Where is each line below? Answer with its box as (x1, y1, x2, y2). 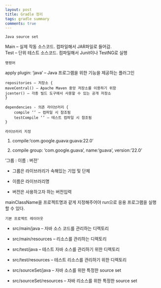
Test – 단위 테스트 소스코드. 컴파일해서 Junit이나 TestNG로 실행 (5, 50, 128, 56)
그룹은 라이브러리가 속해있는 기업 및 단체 (12, 168, 90, 174)
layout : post (5, 7, 32, 12)
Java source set (5, 34, 38, 39)
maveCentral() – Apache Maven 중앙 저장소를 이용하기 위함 (5, 86, 117, 91)
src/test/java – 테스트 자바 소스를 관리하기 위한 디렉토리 (12, 247, 120, 253)
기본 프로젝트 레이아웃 (5, 216, 43, 222)
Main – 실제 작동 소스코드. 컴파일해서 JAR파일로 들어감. (5, 44, 112, 50)
